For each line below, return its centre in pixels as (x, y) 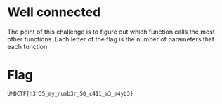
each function (27, 46)
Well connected (54, 12)
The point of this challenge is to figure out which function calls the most (111, 32)
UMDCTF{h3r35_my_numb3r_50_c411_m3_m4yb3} (70, 93)
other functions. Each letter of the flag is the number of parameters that (111, 39)
